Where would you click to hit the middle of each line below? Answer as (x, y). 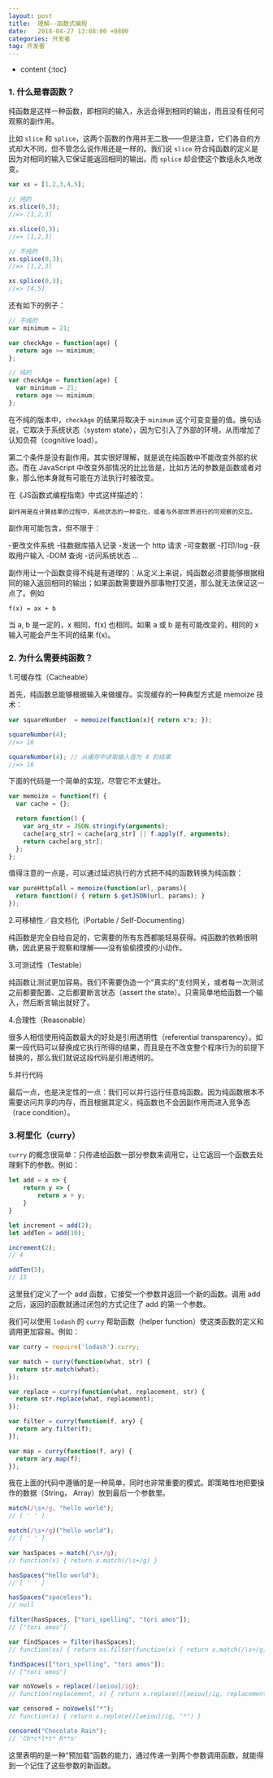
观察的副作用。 (33, 121)
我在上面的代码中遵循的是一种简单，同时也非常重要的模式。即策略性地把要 (133, 1483)
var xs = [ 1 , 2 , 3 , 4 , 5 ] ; (47, 185)
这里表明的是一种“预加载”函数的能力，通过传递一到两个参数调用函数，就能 (133, 1755)
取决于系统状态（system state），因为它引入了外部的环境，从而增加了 (145, 430)
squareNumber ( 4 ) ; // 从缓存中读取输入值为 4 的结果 (90, 757)
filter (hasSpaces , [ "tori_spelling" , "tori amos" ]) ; (100, 1620)
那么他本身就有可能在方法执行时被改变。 (90, 478)
